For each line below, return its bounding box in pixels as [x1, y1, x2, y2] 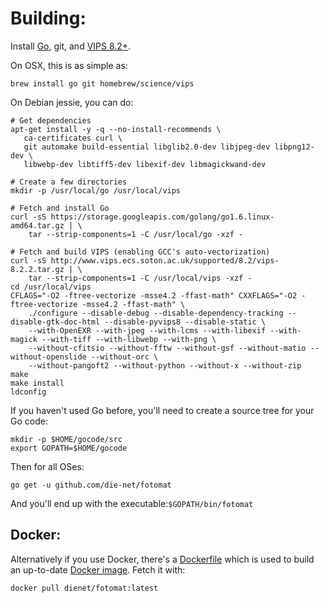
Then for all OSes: [10, 460, 85, 472]
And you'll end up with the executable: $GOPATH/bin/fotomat [10, 497, 254, 509]
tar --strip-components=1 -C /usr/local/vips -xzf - [28, 273, 253, 283]
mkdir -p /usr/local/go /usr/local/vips [10, 185, 182, 196]
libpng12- [274, 142, 315, 152]
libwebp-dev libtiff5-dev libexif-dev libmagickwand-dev [23, 159, 267, 169]
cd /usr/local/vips [10, 282, 92, 292]
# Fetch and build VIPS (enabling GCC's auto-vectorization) [10, 247, 271, 257]
